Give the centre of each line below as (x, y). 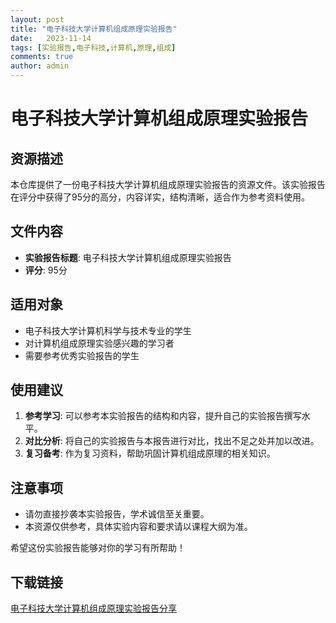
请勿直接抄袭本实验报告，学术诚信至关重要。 (117, 514)
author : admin (40, 66)
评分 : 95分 (46, 270)
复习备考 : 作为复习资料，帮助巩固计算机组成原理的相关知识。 (150, 453)
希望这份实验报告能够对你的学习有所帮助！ (98, 548)
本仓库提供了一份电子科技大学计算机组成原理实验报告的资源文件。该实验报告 (168, 184)
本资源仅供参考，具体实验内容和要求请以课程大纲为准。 (138, 527)
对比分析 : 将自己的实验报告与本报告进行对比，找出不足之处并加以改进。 (172, 441)
